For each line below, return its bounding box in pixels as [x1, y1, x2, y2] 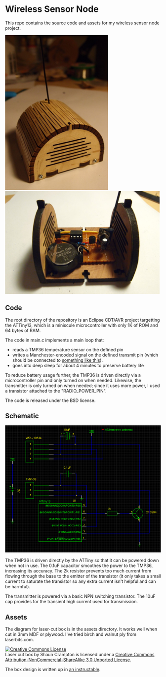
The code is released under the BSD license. [5, 397, 96, 403]
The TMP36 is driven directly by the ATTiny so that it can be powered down [5, 558, 159, 564]
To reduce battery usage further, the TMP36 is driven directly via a [5, 372, 141, 378]
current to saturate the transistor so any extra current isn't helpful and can [5, 578, 156, 584]
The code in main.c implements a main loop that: [5, 337, 104, 343]
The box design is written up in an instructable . [5, 667, 101, 673]
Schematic [5, 412, 39, 420]
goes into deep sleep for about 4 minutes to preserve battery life [12, 362, 144, 368]
